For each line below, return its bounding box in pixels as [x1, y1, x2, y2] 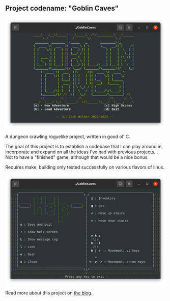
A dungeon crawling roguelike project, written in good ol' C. [5, 133, 131, 140]
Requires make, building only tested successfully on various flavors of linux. [5, 164, 164, 170]
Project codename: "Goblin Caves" [5, 4, 119, 13]
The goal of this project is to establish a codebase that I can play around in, [5, 143, 163, 149]
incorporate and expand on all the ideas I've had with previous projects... [5, 149, 158, 155]
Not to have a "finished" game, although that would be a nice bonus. [5, 154, 149, 160]
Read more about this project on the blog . [5, 290, 93, 296]
